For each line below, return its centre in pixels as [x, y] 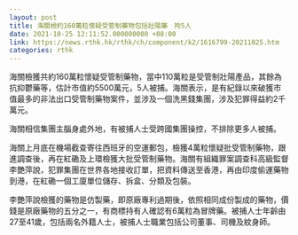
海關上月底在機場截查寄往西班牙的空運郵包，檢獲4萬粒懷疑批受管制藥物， [144, 148]
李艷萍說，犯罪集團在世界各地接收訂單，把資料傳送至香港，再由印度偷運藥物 [149, 170]
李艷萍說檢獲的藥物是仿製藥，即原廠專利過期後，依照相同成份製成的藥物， [145, 200]
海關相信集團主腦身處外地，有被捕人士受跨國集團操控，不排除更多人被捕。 [145, 129]
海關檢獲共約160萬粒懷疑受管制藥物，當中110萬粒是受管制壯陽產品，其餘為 [145, 77]
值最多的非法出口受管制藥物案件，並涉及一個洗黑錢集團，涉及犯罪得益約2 [144, 99]
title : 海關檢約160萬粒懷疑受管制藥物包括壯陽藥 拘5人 [101, 26]
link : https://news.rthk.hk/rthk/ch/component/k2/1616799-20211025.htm [144, 42]
